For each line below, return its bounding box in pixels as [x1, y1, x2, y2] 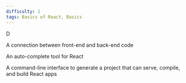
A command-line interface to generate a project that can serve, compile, [6, 64, 180, 71]
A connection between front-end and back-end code [6, 41, 133, 49]
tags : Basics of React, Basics [6, 14, 82, 20]
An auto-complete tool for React [6, 53, 84, 60]
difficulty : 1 [6, 8, 41, 15]
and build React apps [6, 70, 57, 77]
